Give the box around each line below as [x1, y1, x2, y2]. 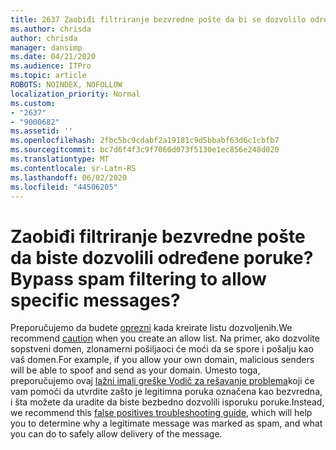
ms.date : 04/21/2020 [10, 52, 97, 62]
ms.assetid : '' [10, 126, 74, 136]
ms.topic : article [10, 71, 87, 81]
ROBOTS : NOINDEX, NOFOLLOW [10, 80, 123, 90]
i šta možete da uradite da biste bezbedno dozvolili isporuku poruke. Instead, [10, 396, 325, 408]
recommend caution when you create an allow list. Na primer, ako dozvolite [10, 332, 320, 345]
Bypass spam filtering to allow [10, 267, 267, 290]
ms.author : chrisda [10, 24, 92, 34]
